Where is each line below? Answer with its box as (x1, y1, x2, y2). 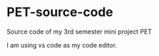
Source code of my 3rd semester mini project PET (6, 27, 153, 36)
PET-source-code (6, 4, 114, 20)
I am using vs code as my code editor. (6, 41, 117, 49)
